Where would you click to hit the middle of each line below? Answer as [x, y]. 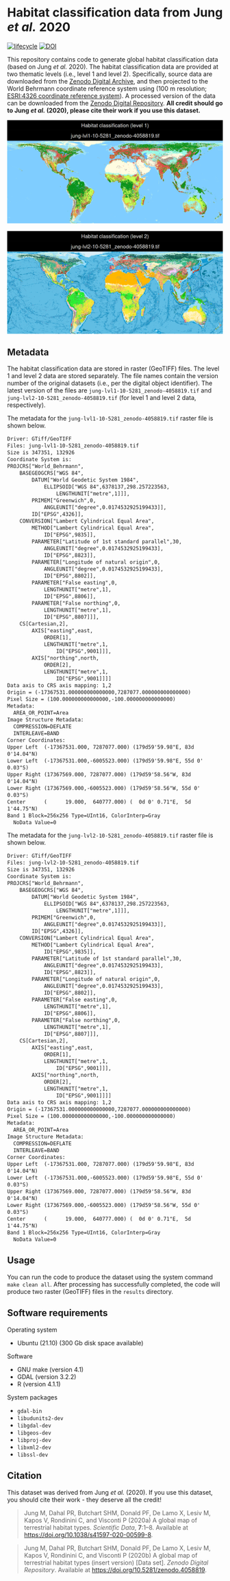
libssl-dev [33, 1455]
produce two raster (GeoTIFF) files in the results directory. [90, 1291]
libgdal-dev [34, 1426]
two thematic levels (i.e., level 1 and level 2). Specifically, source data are [110, 74]
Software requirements [57, 1313]
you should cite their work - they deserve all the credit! [85, 1499]
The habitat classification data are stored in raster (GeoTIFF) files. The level [113, 369]
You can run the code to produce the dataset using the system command [110, 1277]
